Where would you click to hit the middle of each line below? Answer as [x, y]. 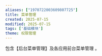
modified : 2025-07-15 [28, 24]
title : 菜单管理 [21, 15]
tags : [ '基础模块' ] [24, 29]
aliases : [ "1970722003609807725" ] [42, 10]
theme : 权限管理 [21, 33]
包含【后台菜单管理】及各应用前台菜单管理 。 [52, 48]
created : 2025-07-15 [27, 19]
